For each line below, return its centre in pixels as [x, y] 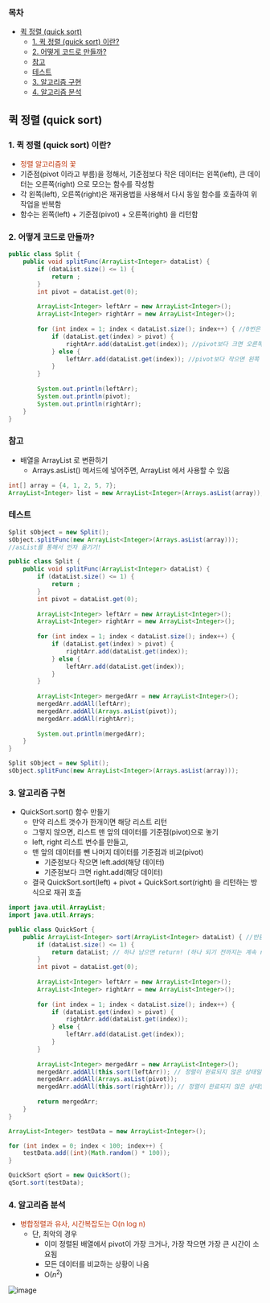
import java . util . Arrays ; [51, 915]
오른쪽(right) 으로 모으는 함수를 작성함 [95, 183]
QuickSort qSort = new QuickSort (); [70, 1175]
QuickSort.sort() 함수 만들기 [65, 812]
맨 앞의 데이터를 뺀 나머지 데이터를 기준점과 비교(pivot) [118, 852]
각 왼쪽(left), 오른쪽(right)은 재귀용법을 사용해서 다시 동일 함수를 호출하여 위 [139, 194]
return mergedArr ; [68, 1102]
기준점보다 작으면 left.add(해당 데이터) [104, 862]
